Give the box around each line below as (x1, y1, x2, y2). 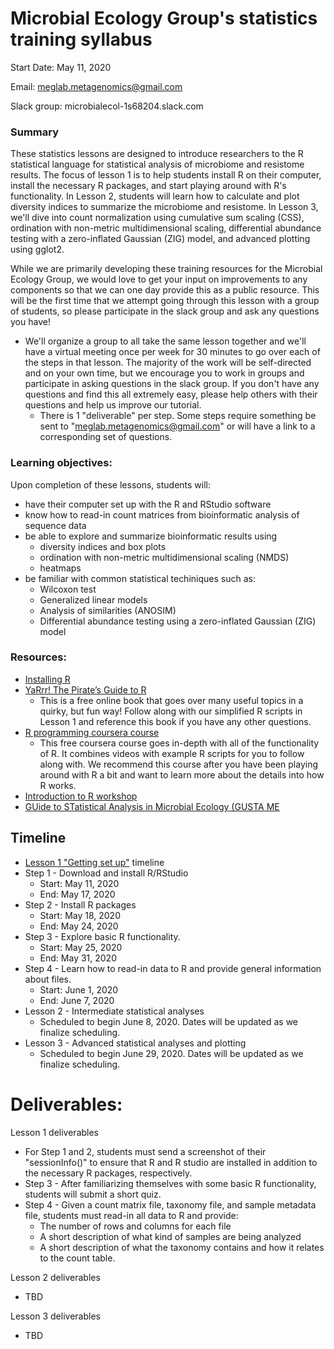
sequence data (24, 519, 87, 531)
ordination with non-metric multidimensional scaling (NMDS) (39, 551, 290, 563)
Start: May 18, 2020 (39, 909, 121, 921)
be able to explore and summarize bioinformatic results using (24, 530, 278, 542)
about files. (24, 973, 72, 985)
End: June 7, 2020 (39, 994, 115, 1006)
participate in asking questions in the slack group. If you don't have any (24, 378, 320, 390)
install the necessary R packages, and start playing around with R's (10, 180, 287, 192)
